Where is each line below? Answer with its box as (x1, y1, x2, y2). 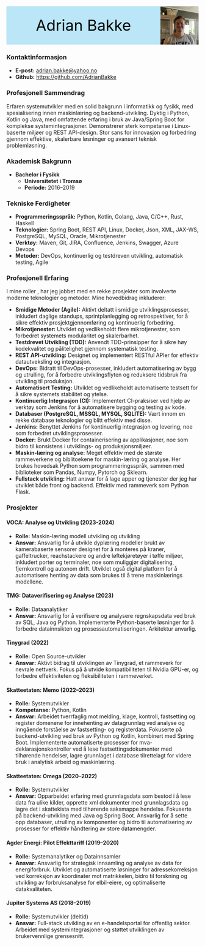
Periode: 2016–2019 (24, 184, 75, 191)
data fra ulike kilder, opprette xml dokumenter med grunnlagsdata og (15, 799, 189, 806)
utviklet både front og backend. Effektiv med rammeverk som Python (15, 482, 189, 489)
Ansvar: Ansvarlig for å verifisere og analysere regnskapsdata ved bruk (15, 612, 196, 619)
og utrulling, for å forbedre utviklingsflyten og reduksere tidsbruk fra (15, 371, 187, 378)
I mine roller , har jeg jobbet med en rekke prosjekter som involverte (6, 288, 177, 295)
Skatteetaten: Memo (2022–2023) (6, 686, 95, 694)
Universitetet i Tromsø (24, 177, 82, 184)
